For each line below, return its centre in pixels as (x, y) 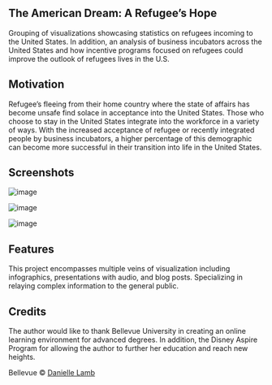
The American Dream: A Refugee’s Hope (113, 13)
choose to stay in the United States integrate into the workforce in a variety (134, 121)
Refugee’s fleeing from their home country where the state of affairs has (129, 104)
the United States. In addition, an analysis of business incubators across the (135, 41)
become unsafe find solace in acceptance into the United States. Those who (136, 112)
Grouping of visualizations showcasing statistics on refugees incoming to (131, 32)
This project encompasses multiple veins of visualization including (119, 269)
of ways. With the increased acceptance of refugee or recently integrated (132, 130)
